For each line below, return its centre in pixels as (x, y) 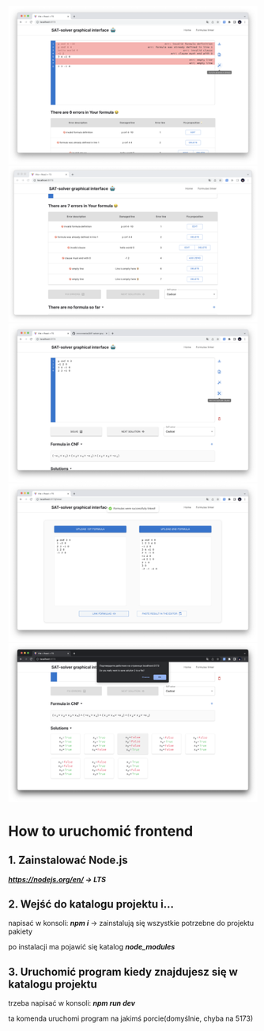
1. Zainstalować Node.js (68, 860)
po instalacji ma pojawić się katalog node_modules (92, 947)
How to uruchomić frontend (101, 831)
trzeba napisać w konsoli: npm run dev (72, 1003)
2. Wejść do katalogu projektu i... (91, 904)
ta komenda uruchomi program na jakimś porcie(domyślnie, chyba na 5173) (131, 1018)
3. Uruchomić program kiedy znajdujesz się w (123, 972)
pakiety (21, 931)
